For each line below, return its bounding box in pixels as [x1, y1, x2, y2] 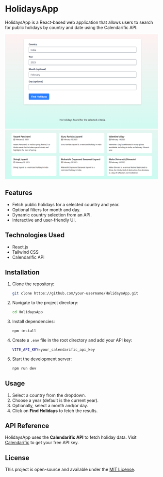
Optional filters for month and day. [12, 207, 81, 213]
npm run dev [12, 366, 36, 371]
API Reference [5, 421, 49, 430]
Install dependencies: [12, 319, 55, 324]
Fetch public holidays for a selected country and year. [12, 201, 120, 207]
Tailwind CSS [12, 249, 39, 255]
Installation [5, 268, 40, 277]
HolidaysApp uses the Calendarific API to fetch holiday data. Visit [5, 434, 137, 440]
